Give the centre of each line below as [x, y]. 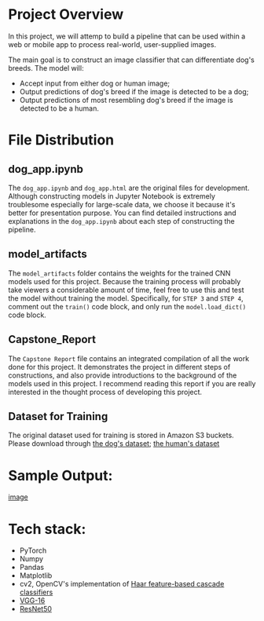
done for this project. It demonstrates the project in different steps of [119, 367]
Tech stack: [47, 529]
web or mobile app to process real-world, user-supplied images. [112, 44]
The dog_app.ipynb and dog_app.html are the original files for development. [129, 188]
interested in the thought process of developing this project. [105, 392]
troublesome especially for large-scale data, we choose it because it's [122, 204]
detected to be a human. [59, 108]
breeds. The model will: [46, 68]
